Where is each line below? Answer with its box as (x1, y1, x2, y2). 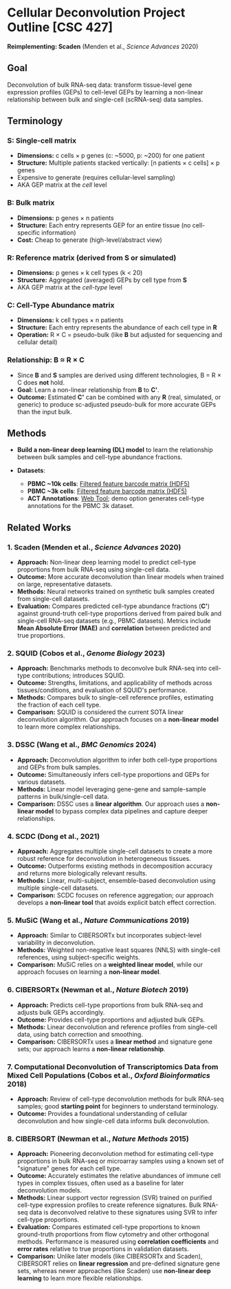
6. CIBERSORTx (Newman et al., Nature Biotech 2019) (7, 985, 189, 995)
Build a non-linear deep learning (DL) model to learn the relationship (16, 446, 213, 454)
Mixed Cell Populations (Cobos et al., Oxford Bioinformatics (7, 1070, 211, 1080)
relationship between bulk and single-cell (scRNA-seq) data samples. (7, 95, 203, 103)
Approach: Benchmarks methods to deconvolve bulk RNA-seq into (16, 664, 208, 673)
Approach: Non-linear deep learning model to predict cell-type (16, 558, 197, 567)
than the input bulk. (16, 407, 72, 416)
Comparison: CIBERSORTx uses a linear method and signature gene (16, 1037, 213, 1046)
